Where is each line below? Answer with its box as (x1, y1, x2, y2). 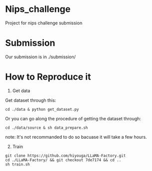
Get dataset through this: (5, 97, 56, 103)
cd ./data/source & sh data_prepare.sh (5, 125, 88, 130)
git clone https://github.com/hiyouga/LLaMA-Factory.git (5, 153, 126, 158)
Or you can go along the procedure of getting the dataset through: (5, 115, 141, 121)
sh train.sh (5, 162, 30, 167)
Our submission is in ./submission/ (5, 54, 76, 60)
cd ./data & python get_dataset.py (5, 107, 79, 112)
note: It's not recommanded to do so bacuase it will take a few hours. (5, 134, 147, 140)
